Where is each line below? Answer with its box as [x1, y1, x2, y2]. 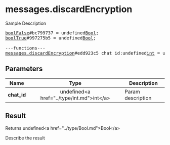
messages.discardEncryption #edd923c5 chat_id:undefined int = [5, 50, 160, 56]
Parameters [5, 65, 43, 73]
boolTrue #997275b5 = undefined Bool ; [5, 35, 96, 41]
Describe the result [5, 135, 46, 141]
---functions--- [5, 45, 46, 51]
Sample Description [5, 20, 47, 26]
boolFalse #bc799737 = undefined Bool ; [5, 30, 99, 36]
